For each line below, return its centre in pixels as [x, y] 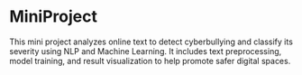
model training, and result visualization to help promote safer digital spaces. [150, 61]
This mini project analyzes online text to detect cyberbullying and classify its [151, 42]
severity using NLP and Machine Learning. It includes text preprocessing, [146, 51]
